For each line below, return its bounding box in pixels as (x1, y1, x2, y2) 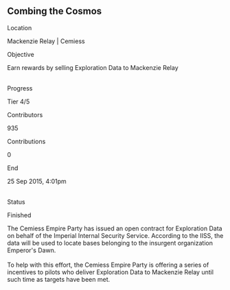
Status (7, 197, 25, 206)
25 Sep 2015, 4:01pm (7, 177, 67, 185)
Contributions (7, 137, 46, 145)
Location (7, 23, 32, 32)
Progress (7, 84, 33, 92)
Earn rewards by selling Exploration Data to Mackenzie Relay (7, 63, 179, 71)
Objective (7, 50, 34, 58)
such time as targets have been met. (7, 275, 111, 283)
